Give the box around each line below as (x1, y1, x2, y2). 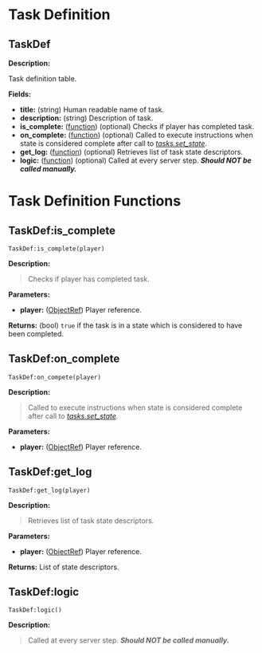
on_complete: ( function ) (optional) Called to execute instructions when (19, 130, 253, 140)
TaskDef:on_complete (8, 352, 120, 366)
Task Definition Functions (8, 192, 182, 210)
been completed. (8, 329, 65, 338)
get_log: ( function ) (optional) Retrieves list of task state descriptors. (19, 148, 243, 156)
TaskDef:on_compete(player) (8, 373, 102, 381)
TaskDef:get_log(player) (8, 486, 91, 494)
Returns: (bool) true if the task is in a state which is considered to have (8, 321, 243, 330)
